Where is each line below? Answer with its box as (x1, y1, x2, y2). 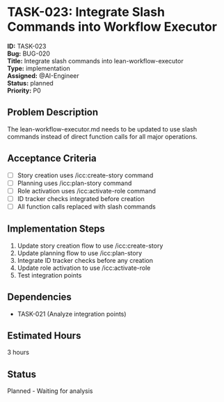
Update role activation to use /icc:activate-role (17, 264, 151, 272)
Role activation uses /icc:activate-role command (17, 186, 157, 195)
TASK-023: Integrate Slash (7, 4, 166, 20)
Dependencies (7, 291, 72, 303)
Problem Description (7, 106, 99, 118)
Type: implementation (7, 64, 71, 72)
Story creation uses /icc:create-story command (17, 171, 154, 179)
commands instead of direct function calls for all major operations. (7, 132, 198, 140)
